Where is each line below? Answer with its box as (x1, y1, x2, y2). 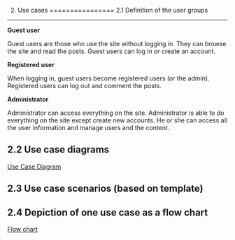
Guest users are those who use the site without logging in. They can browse (7, 40, 227, 48)
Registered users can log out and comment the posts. (7, 82, 162, 90)
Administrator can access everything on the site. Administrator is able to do (7, 108, 225, 117)
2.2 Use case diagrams (7, 143, 110, 156)
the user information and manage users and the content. (7, 124, 170, 132)
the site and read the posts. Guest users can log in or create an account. (7, 47, 215, 55)
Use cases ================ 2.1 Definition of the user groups (17, 6, 208, 14)
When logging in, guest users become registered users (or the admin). (7, 74, 210, 83)
